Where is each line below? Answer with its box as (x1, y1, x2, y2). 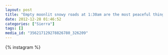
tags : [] (5, 26, 23, 31)
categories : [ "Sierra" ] (5, 21, 55, 26)
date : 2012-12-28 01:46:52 (5, 16, 61, 21)
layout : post (5, 7, 32, 12)
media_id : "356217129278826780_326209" (5, 30, 88, 35)
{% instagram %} (5, 44, 41, 50)
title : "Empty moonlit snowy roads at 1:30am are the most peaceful (5, 12, 151, 17)
